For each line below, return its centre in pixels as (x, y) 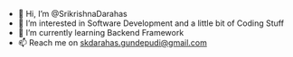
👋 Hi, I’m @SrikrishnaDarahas (73, 14)
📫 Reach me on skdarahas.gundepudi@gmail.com (113, 43)
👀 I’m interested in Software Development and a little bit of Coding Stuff (151, 23)
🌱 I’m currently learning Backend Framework (101, 33)
